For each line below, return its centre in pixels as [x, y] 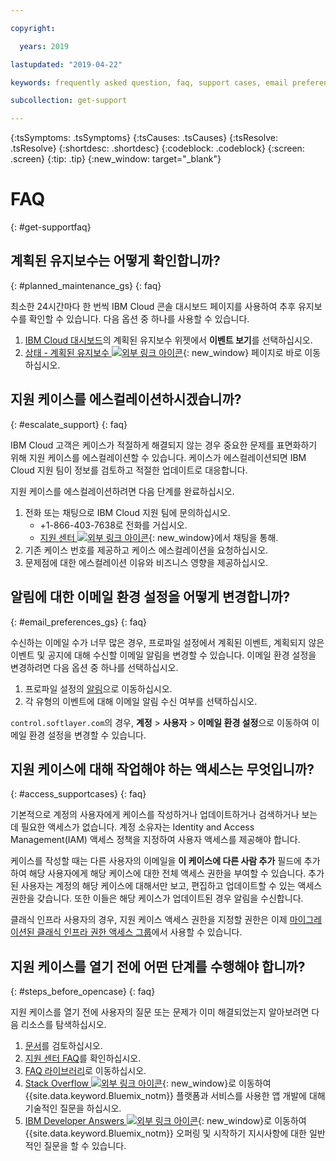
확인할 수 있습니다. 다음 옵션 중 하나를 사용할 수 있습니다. [139, 318]
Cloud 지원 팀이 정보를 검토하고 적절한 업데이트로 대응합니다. [129, 470]
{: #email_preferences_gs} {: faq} [79, 622]
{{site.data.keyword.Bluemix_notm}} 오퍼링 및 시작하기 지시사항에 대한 [165, 1133]
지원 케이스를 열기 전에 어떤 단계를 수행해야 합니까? [158, 966]
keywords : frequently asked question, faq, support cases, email [149, 82]
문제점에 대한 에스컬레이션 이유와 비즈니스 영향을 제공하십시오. [146, 562]
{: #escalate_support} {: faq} [69, 424]
